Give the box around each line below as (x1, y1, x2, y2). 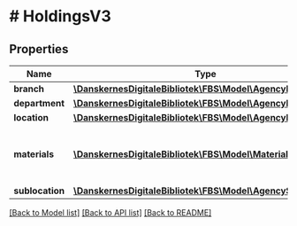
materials (13, 148, 55, 160)
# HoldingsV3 (9, 6, 112, 27)
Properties (9, 42, 69, 57)
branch (13, 82, 45, 95)
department (13, 97, 65, 109)
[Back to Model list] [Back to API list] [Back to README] (9, 207, 212, 218)
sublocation (13, 184, 65, 197)
